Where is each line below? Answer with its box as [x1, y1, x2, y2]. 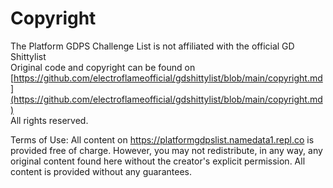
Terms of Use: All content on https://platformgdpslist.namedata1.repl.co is [10, 133, 315, 146]
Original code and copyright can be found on [10, 61, 196, 73]
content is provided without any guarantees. [10, 165, 192, 177]
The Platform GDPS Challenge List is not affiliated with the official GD [10, 40, 295, 52]
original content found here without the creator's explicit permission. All [10, 155, 306, 167]
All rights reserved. [10, 114, 89, 126]
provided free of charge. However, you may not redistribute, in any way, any [10, 144, 323, 156]
